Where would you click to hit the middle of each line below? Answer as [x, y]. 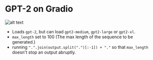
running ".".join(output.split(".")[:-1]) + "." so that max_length [80, 47]
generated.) [24, 42]
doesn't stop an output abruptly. [44, 52]
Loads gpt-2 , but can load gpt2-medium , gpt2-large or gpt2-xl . [74, 31]
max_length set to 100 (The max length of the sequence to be [72, 37]
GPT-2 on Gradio [39, 9]
